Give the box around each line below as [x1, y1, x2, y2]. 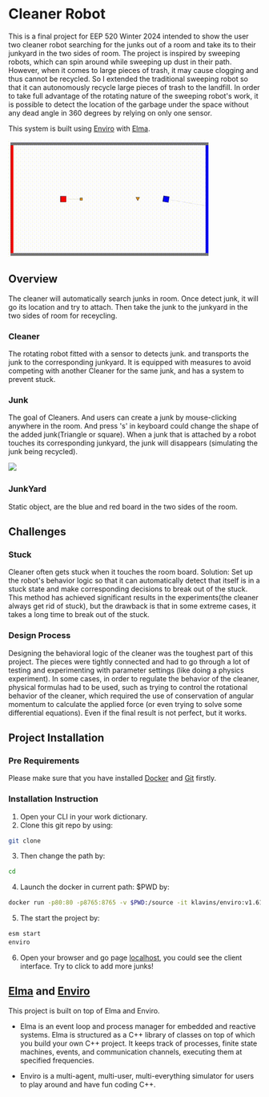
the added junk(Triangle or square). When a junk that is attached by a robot [8, 430, 256, 440]
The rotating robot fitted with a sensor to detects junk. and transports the [8, 349, 250, 359]
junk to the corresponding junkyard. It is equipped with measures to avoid [8, 358, 251, 368]
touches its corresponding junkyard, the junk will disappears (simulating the [8, 438, 259, 448]
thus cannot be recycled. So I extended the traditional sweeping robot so [8, 74, 248, 83]
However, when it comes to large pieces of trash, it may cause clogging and [8, 65, 259, 75]
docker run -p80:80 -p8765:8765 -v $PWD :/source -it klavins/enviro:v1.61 [8, 899, 263, 907]
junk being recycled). [8, 447, 78, 457]
